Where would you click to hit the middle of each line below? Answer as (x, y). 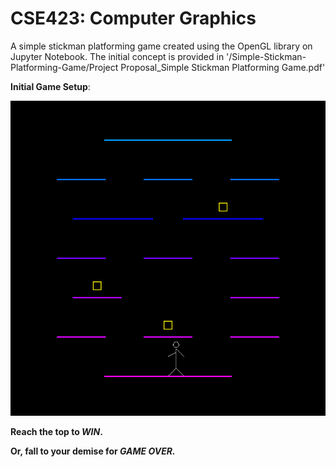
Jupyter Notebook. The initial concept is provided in (117, 56)
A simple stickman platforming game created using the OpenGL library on (161, 46)
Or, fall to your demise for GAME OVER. (93, 451)
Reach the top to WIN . (56, 431)
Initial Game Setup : (50, 86)
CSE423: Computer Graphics (133, 18)
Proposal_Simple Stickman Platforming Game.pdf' (223, 67)
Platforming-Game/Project (64, 67)
